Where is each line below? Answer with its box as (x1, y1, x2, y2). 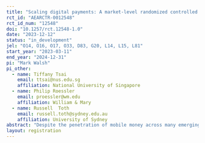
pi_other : (6, 65, 32, 72)
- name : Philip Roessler (12, 88, 75, 94)
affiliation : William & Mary (17, 99, 92, 105)
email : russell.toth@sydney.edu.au (17, 111, 108, 117)
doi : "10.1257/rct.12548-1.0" (6, 26, 84, 32)
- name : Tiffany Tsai (12, 71, 67, 77)
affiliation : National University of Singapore (17, 83, 140, 89)
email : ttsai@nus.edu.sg (17, 77, 81, 83)
